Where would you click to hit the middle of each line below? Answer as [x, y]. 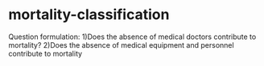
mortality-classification [89, 15]
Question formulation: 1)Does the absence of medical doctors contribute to [132, 37]
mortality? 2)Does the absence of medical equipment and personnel [122, 45]
